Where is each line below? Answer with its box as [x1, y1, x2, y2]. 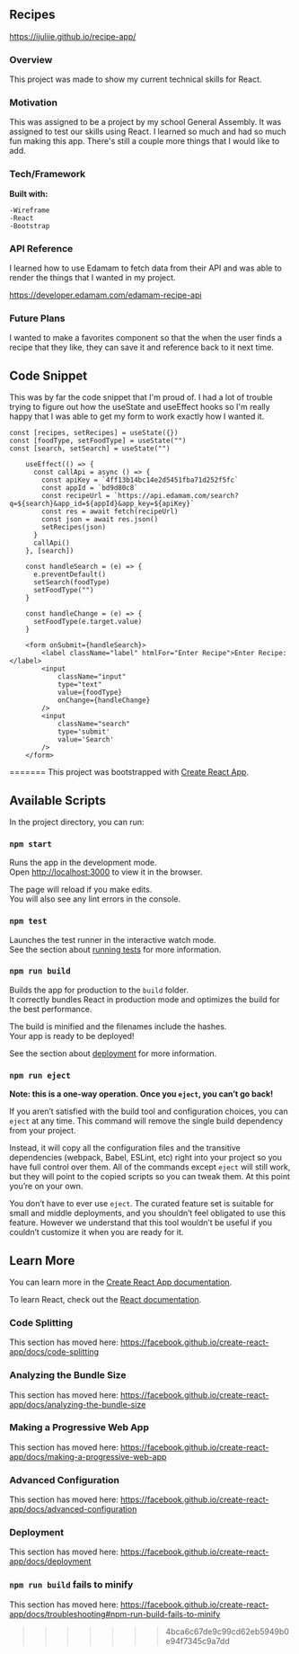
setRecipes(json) [41, 523, 106, 532]
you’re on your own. [9, 1181, 84, 1192]
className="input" [57, 672, 127, 681]
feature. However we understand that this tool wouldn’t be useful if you [9, 1217, 272, 1228]
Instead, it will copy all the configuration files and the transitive [9, 1143, 241, 1153]
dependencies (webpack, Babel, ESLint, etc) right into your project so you [9, 1152, 283, 1163]
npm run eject [9, 1070, 71, 1080]
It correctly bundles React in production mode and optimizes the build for [9, 993, 280, 1005]
